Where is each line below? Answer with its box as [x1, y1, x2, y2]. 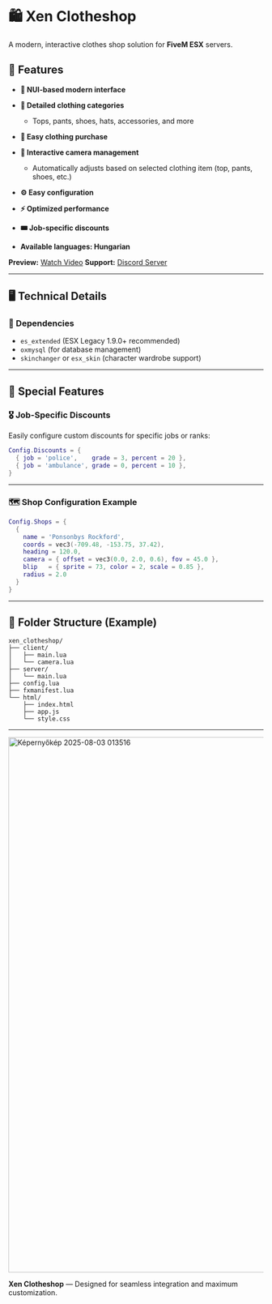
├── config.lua [8, 679, 60, 688]
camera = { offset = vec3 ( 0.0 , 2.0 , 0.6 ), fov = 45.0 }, [23, 555, 219, 564]
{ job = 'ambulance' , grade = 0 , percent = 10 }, [15, 461, 187, 469]
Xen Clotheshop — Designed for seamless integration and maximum [8, 1279, 239, 1289]
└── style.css [23, 715, 70, 723]
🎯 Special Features [8, 384, 104, 398]
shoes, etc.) [32, 172, 72, 182]
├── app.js [23, 708, 60, 716]
